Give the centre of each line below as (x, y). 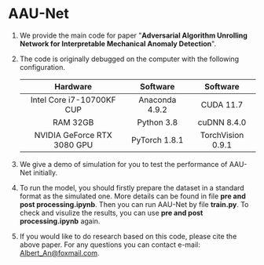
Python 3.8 (158, 122)
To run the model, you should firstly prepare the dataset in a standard (132, 187)
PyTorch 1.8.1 (157, 140)
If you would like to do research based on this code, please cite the (128, 236)
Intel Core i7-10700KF (73, 100)
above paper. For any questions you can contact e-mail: (110, 245)
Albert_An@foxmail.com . (59, 252)
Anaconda (158, 100)
